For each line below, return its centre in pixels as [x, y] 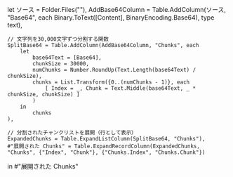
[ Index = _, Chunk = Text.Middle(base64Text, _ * [120, 88]
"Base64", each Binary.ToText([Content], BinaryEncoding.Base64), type [111, 18]
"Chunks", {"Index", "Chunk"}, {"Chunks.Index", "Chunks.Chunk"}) [106, 152]
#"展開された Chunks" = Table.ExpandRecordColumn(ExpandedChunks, [104, 146]
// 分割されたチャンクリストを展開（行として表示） [72, 133]
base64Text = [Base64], [67, 58]
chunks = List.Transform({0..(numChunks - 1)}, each [111, 82]
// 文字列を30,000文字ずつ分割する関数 [58, 39]
